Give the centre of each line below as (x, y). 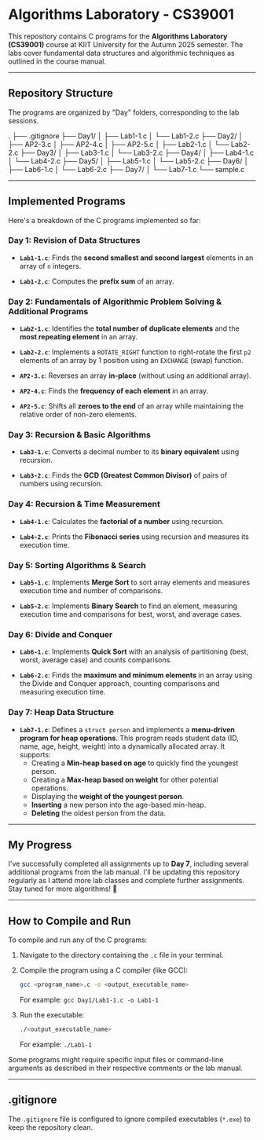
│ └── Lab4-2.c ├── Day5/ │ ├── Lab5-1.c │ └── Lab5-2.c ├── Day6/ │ (128, 161)
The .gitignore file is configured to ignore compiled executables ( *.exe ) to (130, 1119)
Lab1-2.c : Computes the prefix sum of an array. (97, 281)
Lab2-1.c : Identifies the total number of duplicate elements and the (129, 328)
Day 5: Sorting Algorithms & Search (77, 565)
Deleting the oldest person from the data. (99, 813)
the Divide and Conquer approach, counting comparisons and (119, 684)
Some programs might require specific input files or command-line (116, 1060)
